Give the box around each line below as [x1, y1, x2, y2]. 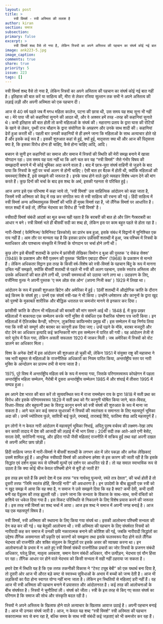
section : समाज [5, 25, 33, 30]
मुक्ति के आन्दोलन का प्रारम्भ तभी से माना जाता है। [5, 361, 81, 367]
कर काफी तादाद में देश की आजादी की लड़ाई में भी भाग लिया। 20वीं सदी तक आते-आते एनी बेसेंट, [5, 428, 152, 434]
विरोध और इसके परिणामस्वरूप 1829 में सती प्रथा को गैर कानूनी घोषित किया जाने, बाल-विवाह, [5, 396, 147, 403]
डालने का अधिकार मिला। [5, 340, 44, 346]
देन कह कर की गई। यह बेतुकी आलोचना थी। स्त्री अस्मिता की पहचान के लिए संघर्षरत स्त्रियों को [5, 523, 149, 529]
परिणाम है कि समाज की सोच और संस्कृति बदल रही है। [5, 592, 88, 598]
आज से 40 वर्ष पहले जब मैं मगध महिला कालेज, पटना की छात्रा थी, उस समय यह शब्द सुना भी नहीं [5, 109, 152, 115]
